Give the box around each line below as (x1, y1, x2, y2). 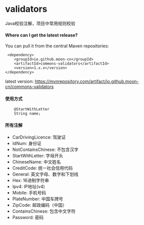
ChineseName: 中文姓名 (12, 159, 61, 165)
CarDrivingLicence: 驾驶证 (12, 134, 66, 140)
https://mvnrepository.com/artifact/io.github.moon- (35, 78, 139, 84)
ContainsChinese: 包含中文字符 (12, 208, 76, 214)
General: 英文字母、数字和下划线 (12, 171, 79, 177)
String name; (14, 111, 41, 116)
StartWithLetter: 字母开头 (12, 152, 63, 158)
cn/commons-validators (5, 84, 54, 90)
